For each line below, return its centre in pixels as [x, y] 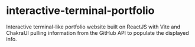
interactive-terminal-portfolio [80, 11]
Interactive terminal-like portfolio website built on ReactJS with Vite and [93, 27]
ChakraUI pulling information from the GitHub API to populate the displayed [97, 32]
